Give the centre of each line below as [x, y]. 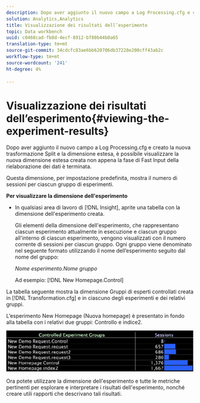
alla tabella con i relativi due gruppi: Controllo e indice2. [74, 323]
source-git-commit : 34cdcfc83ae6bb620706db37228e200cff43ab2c [85, 51]
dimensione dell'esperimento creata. [60, 214]
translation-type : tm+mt [37, 44]
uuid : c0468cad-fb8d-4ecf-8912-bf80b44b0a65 [62, 38]
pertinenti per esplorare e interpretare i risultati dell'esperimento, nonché [96, 387]
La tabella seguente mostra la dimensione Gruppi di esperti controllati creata [100, 292]
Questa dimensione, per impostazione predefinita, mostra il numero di [92, 178]
